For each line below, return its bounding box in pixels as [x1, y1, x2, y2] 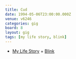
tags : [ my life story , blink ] [5, 35, 67, 40]
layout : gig [5, 30, 29, 35]
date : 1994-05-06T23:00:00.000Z [5, 12, 71, 17]
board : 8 [5, 26, 23, 30]
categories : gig [5, 21, 38, 26]
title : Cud [5, 7, 27, 12]
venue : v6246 [5, 16, 32, 21]
